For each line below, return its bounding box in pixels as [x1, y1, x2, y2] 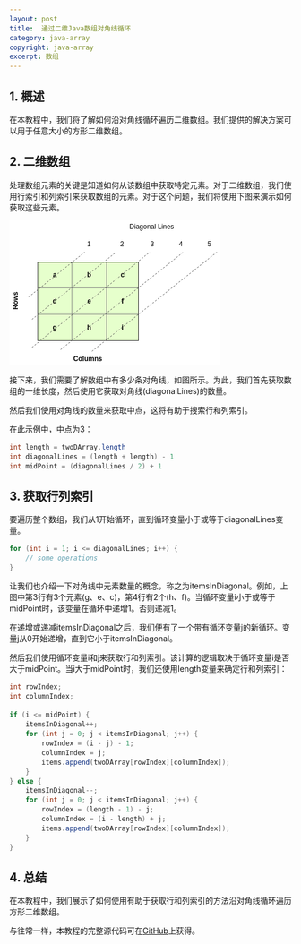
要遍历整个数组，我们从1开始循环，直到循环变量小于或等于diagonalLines [9, 514, 276, 525]
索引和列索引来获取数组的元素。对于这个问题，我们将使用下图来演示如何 [24, 191, 292, 202]
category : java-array [9, 33, 90, 42]
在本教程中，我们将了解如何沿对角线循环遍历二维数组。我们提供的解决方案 [9, 114, 284, 124]
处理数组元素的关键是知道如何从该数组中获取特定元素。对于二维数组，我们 [9, 179, 284, 190]
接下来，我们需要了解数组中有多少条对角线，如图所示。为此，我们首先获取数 [9, 374, 292, 385]
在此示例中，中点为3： [9, 424, 93, 434]
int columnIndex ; [9, 691, 74, 700]
